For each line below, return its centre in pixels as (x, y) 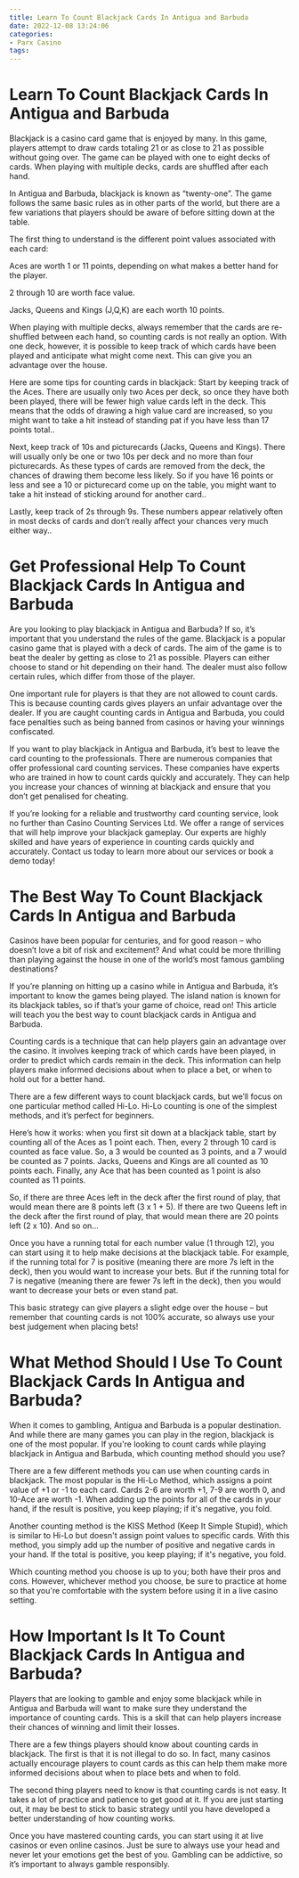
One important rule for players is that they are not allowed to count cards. (144, 693)
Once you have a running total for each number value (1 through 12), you (142, 1242)
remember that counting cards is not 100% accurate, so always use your (142, 1316)
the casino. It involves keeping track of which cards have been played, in (142, 1050)
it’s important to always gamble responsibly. (90, 1864)
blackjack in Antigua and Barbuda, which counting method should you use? (147, 1453)
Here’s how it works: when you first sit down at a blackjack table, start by (143, 1132)
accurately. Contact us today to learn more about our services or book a (141, 851)
